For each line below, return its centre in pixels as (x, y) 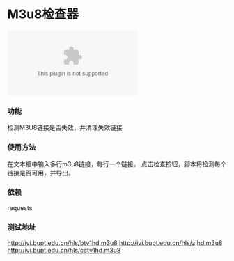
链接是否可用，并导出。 (41, 173)
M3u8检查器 (43, 14)
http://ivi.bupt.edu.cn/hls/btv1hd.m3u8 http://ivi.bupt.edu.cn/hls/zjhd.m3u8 (115, 243)
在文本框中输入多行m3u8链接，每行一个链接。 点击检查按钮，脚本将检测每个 (117, 164)
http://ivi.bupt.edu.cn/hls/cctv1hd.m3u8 (64, 251)
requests (20, 208)
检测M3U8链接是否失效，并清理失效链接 (65, 128)
